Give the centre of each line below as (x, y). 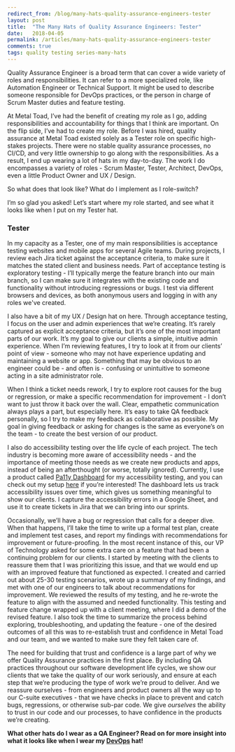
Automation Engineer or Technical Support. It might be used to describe (111, 87)
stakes (17, 146)
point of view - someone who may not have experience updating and (107, 353)
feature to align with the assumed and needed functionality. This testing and (117, 602)
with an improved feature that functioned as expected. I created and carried (116, 573)
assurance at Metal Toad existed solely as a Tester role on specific (103, 138)
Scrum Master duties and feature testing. (66, 102)
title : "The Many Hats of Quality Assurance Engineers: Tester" (104, 27)
